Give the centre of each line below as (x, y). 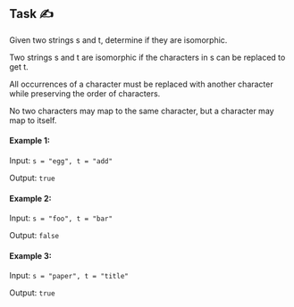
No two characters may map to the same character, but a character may (142, 111)
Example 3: (30, 255)
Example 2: (30, 198)
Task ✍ (31, 14)
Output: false (34, 236)
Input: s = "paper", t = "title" (69, 276)
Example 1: (30, 141)
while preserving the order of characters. (85, 93)
